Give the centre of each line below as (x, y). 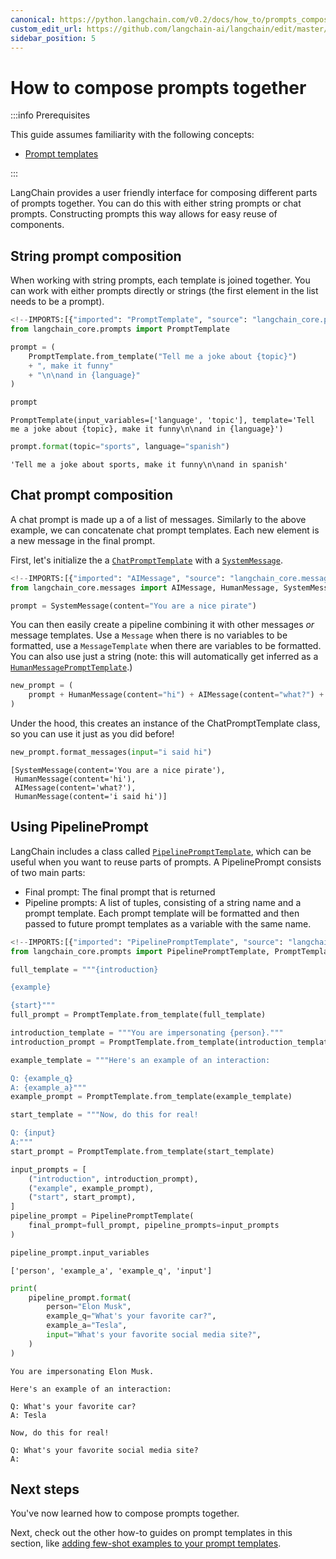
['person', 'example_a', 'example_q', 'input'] (111, 1271)
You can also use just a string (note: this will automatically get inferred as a (164, 657)
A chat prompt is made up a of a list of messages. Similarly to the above (158, 519)
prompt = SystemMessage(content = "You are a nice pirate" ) (133, 606)
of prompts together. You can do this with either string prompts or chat (156, 203)
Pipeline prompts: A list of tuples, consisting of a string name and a (163, 902)
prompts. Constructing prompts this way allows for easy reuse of (144, 214)
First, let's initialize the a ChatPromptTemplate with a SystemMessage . (146, 560)
